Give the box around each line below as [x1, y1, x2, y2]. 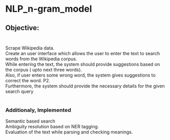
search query [5, 88, 34, 95]
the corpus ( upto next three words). [5, 67, 82, 73]
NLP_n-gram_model [5, 3, 92, 15]
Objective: [5, 24, 40, 32]
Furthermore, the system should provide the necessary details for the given [5, 83, 165, 89]
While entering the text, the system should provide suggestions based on [5, 61, 160, 67]
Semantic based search [5, 118, 55, 124]
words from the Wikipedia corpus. [5, 56, 78, 62]
